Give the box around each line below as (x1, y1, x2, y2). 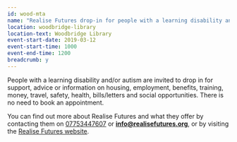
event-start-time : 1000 (7, 43, 78, 50)
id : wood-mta (7, 10, 46, 18)
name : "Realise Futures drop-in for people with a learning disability (7, 17, 222, 24)
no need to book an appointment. (7, 98, 104, 107)
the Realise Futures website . (7, 126, 90, 135)
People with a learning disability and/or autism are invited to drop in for (7, 76, 214, 84)
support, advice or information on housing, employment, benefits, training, (7, 83, 224, 92)
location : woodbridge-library (7, 23, 97, 30)
